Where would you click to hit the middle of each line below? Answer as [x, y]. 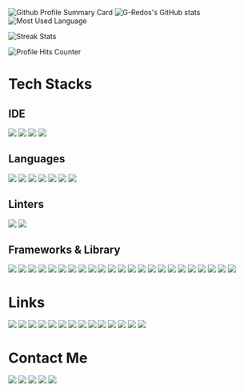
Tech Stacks [50, 84]
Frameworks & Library [64, 250]
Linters [26, 204]
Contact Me [48, 358]
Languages [37, 159]
